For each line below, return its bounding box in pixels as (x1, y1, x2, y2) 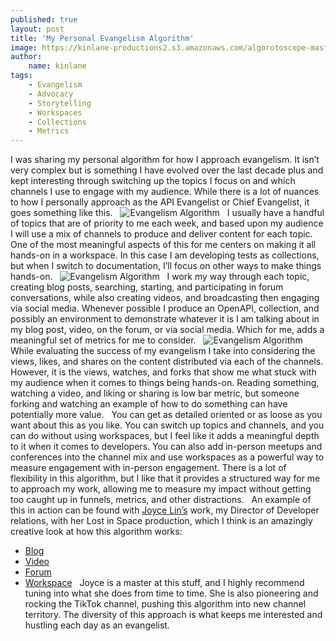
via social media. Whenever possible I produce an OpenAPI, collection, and (10, 302, 320, 315)
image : (10, 42, 38, 53)
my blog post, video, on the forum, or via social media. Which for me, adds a (10, 324, 325, 336)
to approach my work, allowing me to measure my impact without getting (10, 483, 312, 495)
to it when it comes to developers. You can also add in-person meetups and (10, 441, 323, 453)
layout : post (10, 24, 65, 34)
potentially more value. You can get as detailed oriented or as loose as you (10, 409, 323, 421)
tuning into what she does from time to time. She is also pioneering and (24, 587, 319, 600)
